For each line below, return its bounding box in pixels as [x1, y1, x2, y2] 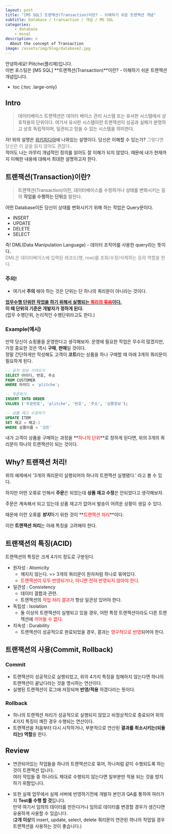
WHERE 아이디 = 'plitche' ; [5, 382, 60, 387]
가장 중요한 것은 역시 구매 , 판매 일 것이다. [5, 345, 86, 351]
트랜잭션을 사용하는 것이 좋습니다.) [12, 823, 82, 829]
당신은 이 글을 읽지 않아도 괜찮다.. [5, 143, 73, 149]
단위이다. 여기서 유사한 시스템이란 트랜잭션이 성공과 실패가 [35, 119, 152, 126]
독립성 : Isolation [12, 603, 47, 610]
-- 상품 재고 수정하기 [5, 410, 45, 416]
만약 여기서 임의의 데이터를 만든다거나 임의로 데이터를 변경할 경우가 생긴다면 [12, 804, 165, 810]
